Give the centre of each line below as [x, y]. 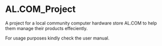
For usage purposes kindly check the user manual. [57, 38]
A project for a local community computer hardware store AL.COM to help [81, 23]
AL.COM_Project [40, 9]
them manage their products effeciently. [46, 28]
